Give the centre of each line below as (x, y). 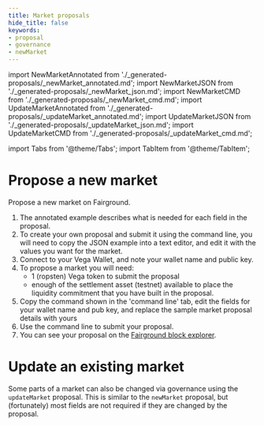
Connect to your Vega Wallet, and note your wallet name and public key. (136, 259)
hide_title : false (38, 23)
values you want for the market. (71, 251)
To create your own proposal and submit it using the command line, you (136, 234)
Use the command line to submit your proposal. (97, 326)
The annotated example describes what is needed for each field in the (133, 217)
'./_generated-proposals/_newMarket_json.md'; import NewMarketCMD (125, 91)
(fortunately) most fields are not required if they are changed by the (118, 405)
